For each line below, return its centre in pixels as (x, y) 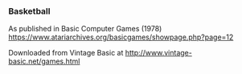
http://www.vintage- (159, 53)
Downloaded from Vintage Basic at (66, 53)
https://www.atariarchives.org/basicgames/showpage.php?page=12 (121, 37)
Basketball (29, 11)
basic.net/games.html (44, 61)
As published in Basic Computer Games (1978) (85, 29)
